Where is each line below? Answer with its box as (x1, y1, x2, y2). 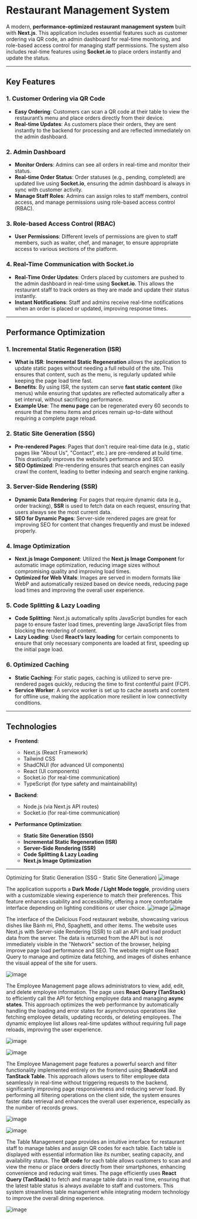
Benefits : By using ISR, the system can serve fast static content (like (14, 383, 183, 390)
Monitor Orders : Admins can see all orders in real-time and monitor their (14, 161, 191, 168)
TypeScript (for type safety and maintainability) (23, 780, 138, 787)
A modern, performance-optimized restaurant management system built (6, 23, 186, 30)
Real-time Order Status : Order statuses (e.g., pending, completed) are (14, 173, 186, 180)
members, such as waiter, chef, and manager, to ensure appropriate (14, 239, 179, 246)
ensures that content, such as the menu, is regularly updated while (14, 371, 176, 378)
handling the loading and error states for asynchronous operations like (6, 1007, 176, 1014)
